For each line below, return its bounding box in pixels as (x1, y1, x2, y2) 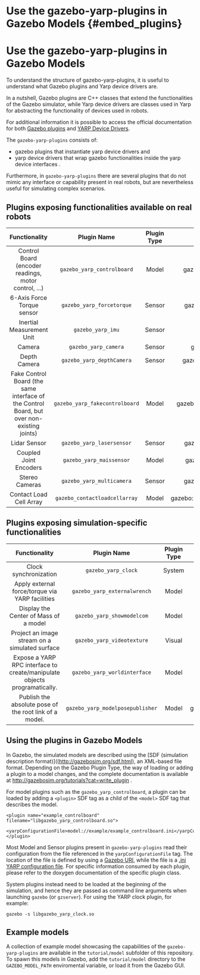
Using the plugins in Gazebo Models (6, 735, 143, 746)
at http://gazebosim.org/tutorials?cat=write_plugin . (6, 777, 133, 784)
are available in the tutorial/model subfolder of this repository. (39, 949, 194, 957)
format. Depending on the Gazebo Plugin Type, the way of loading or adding (6, 764, 193, 771)
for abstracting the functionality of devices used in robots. (6, 107, 149, 114)
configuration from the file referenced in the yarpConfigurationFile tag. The (6, 850, 193, 857)
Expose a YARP (13, 653, 57, 662)
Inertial (18, 318, 39, 326)
